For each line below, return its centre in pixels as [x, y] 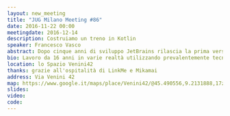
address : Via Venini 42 [41, 77]
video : [16, 96]
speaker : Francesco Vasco [44, 45]
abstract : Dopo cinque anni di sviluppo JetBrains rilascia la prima [108, 52]
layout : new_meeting [37, 13]
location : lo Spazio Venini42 [50, 64]
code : [15, 102]
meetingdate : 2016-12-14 [42, 32]
